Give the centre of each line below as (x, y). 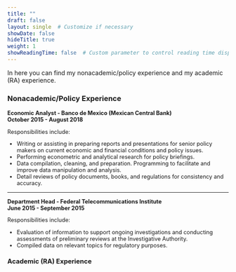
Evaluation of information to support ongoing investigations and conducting (115, 232)
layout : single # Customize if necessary (70, 27)
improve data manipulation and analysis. (69, 170)
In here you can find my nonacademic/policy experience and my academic (115, 73)
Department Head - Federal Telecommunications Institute (85, 202)
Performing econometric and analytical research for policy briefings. (106, 157)
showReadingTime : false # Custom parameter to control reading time (111, 53)
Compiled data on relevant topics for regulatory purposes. (92, 245)
